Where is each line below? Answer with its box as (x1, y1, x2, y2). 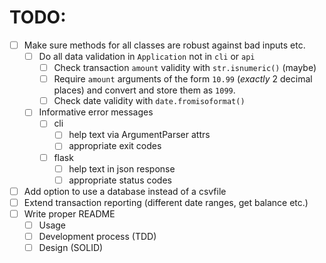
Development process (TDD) (38, 230, 157, 242)
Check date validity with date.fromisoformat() (53, 95, 246, 107)
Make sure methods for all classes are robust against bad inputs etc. (23, 39, 306, 51)
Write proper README (23, 207, 116, 220)
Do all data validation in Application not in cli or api (38, 51, 256, 62)
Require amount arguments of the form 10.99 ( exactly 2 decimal (53, 73, 313, 85)
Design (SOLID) (38, 242, 104, 253)
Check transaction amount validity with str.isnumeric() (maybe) (53, 62, 317, 74)
